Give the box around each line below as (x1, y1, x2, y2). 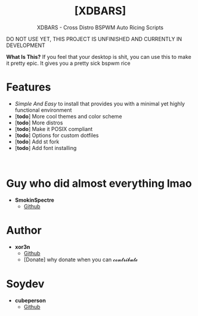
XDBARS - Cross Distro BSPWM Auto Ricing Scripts (36, 24, 164, 31)
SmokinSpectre (14, 196, 55, 204)
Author (6, 224, 42, 237)
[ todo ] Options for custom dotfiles (14, 132, 99, 139)
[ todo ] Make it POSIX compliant (14, 125, 93, 132)
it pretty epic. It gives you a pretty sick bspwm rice (6, 60, 131, 67)
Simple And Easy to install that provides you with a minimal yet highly (14, 100, 185, 107)
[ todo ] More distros (14, 119, 63, 126)
